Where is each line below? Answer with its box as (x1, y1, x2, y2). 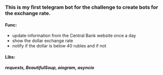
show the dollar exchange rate (12, 38, 73, 44)
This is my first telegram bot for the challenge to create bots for (5, 4, 159, 11)
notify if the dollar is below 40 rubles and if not (12, 43, 106, 49)
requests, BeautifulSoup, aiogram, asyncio (5, 65, 94, 71)
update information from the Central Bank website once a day (12, 33, 136, 39)
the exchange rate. (5, 10, 51, 16)
